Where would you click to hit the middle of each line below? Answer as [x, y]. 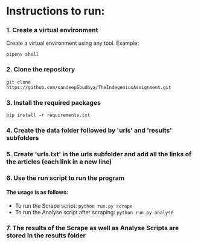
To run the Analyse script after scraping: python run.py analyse [94, 213]
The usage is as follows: [37, 193]
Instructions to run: [56, 11]
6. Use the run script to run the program [65, 178]
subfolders [23, 138]
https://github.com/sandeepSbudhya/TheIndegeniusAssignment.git [89, 87]
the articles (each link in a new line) [59, 162]
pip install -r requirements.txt [48, 115]
